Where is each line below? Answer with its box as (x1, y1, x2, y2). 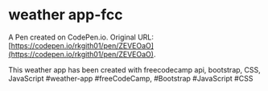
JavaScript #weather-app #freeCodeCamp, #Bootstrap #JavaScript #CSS (8, 73, 254, 83)
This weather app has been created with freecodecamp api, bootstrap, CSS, (8, 64, 262, 74)
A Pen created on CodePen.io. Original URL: (8, 32, 155, 42)
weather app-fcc (8, 6, 123, 24)
